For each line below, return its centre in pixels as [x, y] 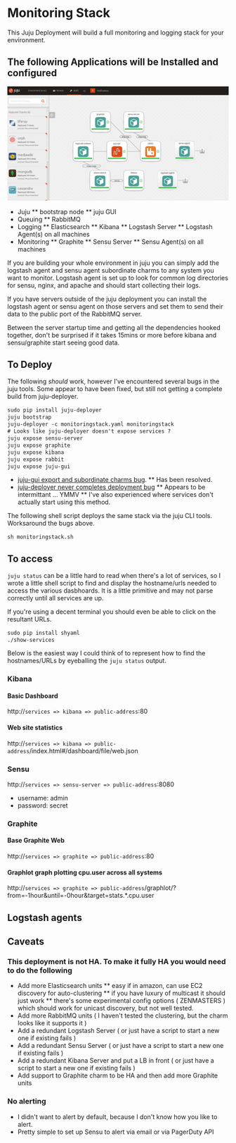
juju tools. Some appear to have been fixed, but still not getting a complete [115, 389]
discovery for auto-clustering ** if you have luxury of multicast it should [122, 993]
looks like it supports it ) [52, 1023]
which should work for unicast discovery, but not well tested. [106, 1008]
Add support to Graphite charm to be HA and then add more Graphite [118, 1075]
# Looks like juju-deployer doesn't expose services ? [89, 431]
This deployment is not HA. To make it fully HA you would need [117, 961]
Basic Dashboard [33, 696]
